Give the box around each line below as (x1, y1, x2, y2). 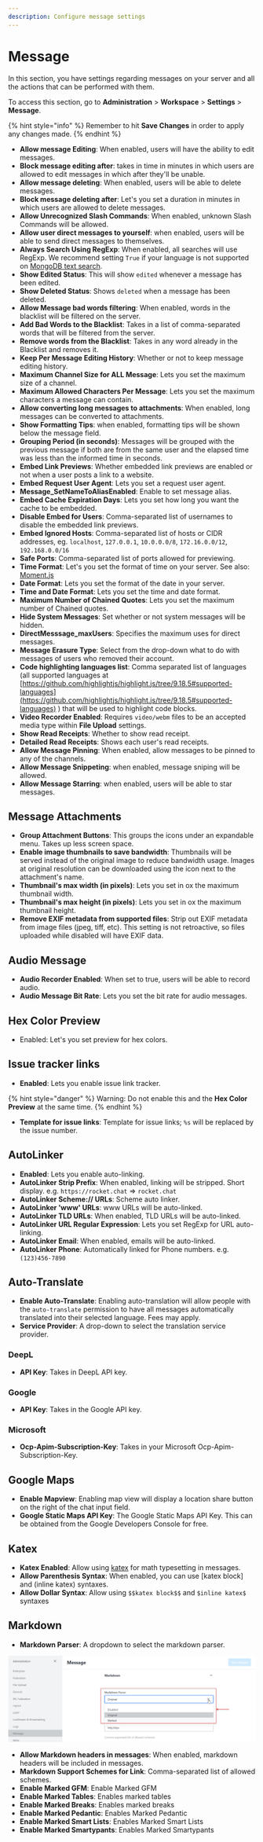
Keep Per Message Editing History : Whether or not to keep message (19, 353, 244, 362)
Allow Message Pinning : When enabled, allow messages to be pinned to (19, 745, 255, 754)
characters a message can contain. (19, 394, 133, 404)
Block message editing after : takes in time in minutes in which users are (19, 161, 254, 171)
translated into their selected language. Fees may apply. (19, 1313, 201, 1323)
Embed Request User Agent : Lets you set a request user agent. (19, 478, 226, 487)
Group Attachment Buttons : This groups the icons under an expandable (19, 831, 254, 840)
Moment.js (19, 570, 54, 579)
